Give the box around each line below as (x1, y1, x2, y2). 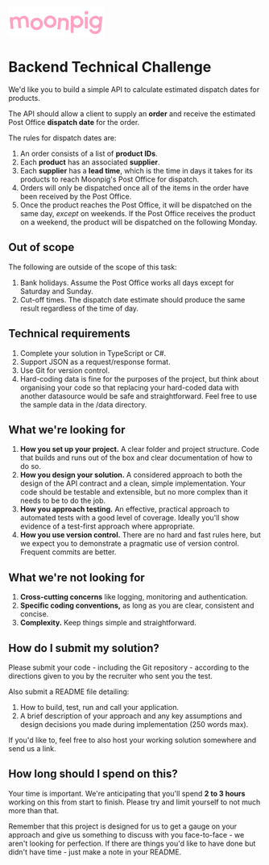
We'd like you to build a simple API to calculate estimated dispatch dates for (8, 84, 260, 94)
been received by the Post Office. (19, 191, 132, 201)
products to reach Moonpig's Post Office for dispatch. (19, 174, 200, 184)
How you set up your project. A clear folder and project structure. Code (19, 445, 259, 454)
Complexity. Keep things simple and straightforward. (19, 618, 197, 628)
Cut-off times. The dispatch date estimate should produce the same (19, 295, 246, 304)
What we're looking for (8, 423, 126, 437)
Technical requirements (8, 327, 130, 341)
